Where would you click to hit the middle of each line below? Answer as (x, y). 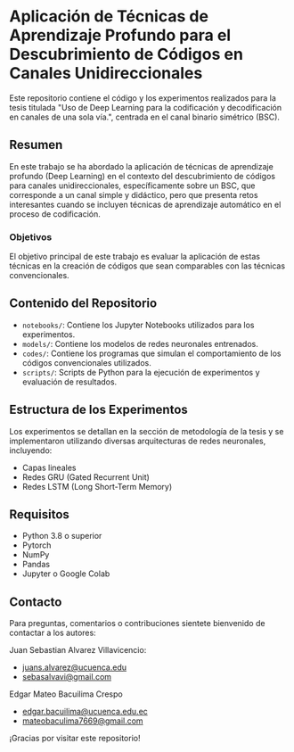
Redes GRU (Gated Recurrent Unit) (86, 477)
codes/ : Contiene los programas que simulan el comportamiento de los (151, 353)
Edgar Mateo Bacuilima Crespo (66, 694)
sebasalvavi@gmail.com (67, 677)
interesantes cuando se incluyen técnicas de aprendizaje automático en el (145, 204)
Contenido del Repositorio (83, 304)
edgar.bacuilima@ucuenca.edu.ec (85, 712)
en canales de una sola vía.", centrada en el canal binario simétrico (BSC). (145, 117)
